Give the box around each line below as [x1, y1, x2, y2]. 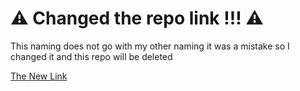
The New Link [10, 70, 68, 82]
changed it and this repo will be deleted [10, 50, 173, 62]
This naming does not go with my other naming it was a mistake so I [10, 40, 290, 52]
